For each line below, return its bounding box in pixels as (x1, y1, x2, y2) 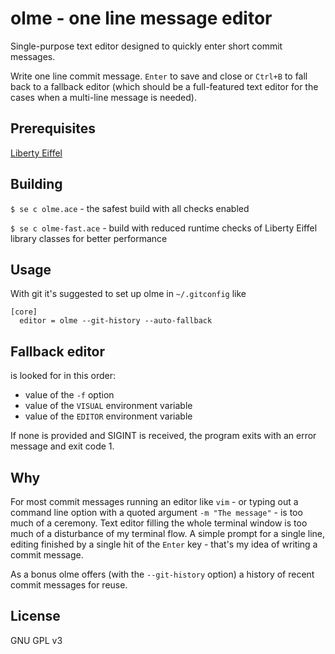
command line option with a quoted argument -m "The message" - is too (10, 507, 303, 518)
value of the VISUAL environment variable (24, 400, 193, 412)
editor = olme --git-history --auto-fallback (19, 316, 213, 326)
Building (10, 176, 63, 193)
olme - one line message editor (10, 7, 273, 30)
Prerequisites (10, 120, 96, 137)
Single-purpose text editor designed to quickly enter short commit (10, 40, 283, 52)
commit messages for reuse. (10, 579, 128, 591)
